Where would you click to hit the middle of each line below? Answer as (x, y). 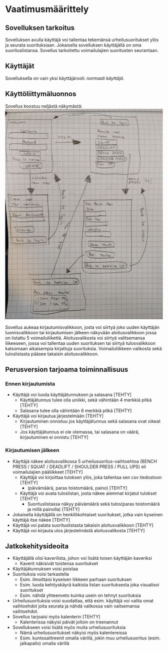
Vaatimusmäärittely (47, 9)
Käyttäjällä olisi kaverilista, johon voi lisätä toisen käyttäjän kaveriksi (82, 558)
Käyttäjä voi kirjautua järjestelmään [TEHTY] (58, 416)
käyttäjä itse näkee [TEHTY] (41, 520)
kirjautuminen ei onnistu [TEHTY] (54, 438)
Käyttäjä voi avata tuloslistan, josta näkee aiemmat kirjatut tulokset (88, 493)
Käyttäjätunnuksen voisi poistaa (45, 569)
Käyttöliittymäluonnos (41, 94)
